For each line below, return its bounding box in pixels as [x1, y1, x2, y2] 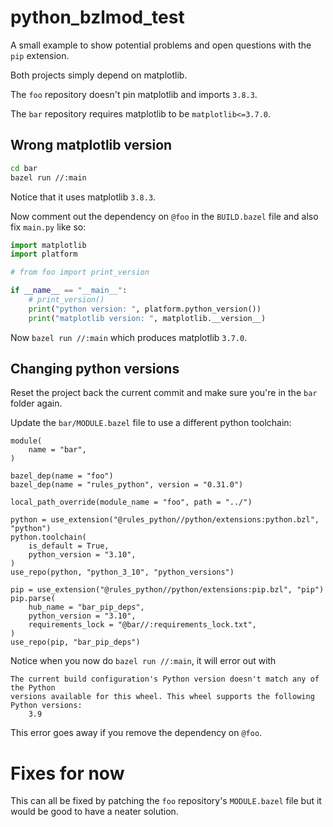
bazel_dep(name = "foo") [10, 471, 114, 481]
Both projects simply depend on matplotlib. [10, 69, 188, 81]
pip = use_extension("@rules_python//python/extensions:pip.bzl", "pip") [10, 585, 325, 595]
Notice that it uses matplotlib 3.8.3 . [10, 191, 157, 203]
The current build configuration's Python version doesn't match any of [10, 674, 320, 685]
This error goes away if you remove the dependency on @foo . [10, 727, 263, 739]
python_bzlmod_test [10, 6, 185, 29]
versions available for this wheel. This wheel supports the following [10, 692, 315, 702]
